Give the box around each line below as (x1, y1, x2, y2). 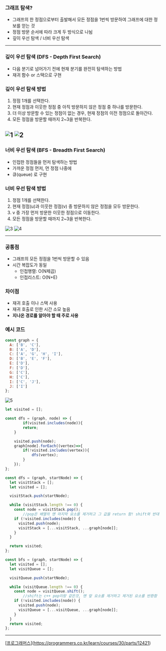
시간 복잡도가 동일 (12, 262, 47, 268)
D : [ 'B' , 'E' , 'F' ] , (9, 356, 52, 361)
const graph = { (5, 338, 39, 343)
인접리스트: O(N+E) (19, 274, 58, 281)
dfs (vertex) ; (31, 453, 58, 458)
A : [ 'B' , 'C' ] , (9, 342, 41, 348)
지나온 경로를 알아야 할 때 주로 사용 (12, 312, 79, 318)
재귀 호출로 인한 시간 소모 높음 (12, 306, 71, 312)
